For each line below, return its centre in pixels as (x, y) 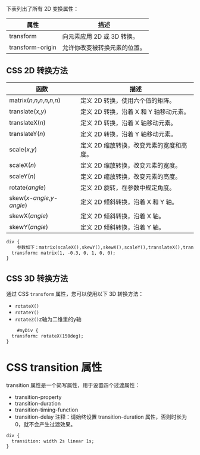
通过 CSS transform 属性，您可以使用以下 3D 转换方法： (75, 294)
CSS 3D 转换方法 (37, 278)
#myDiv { (28, 331)
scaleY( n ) (23, 176)
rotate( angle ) (28, 187)
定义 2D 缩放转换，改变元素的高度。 (131, 177)
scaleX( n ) (23, 165)
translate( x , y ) (28, 111)
